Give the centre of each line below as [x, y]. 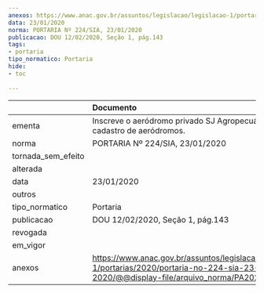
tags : [17, 45]
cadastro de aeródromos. [139, 130]
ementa [26, 125]
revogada [29, 232]
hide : [17, 67]
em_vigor [29, 245]
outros [24, 194]
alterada [27, 168]
